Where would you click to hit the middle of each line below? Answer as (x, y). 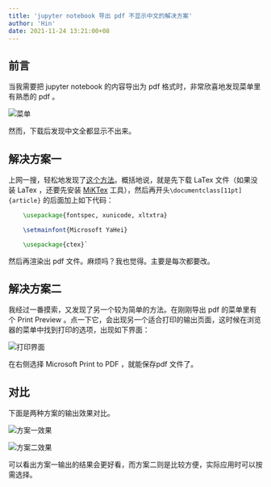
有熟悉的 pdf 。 (34, 97)
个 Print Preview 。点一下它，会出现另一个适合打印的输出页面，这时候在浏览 (135, 320)
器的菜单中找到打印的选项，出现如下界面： (79, 330)
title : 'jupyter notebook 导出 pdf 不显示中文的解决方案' (100, 16)
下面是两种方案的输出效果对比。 (61, 414)
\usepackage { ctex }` (56, 244)
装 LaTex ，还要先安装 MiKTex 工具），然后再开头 (89, 190)
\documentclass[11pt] (206, 191)
